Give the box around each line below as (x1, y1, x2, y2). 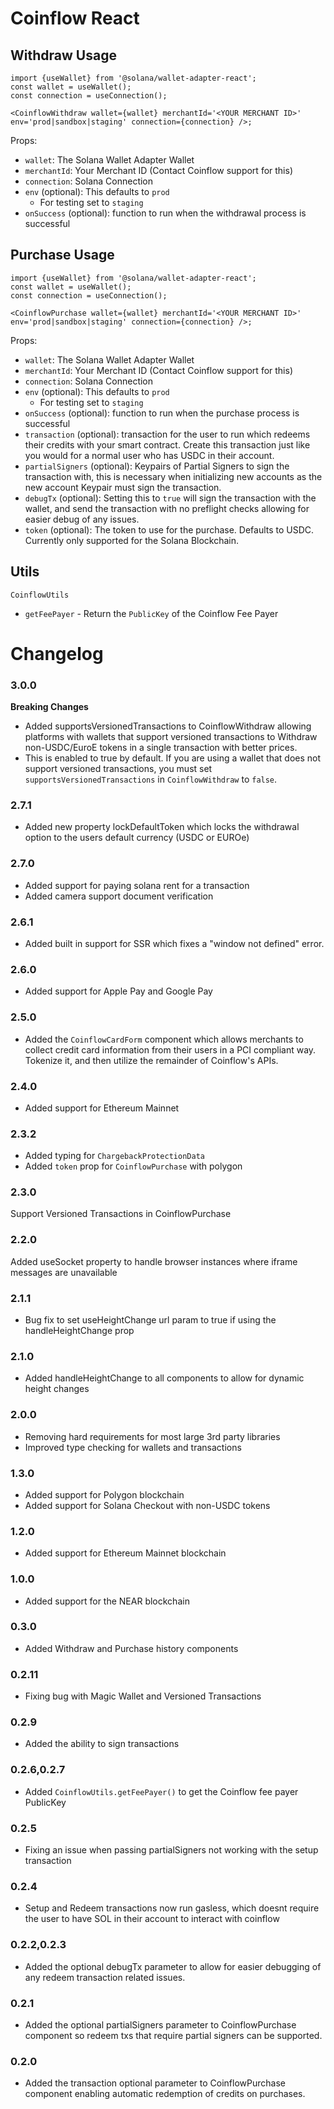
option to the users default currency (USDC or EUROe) (24, 832, 250, 844)
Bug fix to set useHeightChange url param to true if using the (24, 1314, 277, 1326)
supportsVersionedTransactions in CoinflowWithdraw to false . (24, 773, 278, 786)
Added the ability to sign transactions (24, 1738, 180, 1750)
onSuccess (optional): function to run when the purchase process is (24, 407, 300, 419)
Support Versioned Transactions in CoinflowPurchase (10, 1208, 232, 1220)
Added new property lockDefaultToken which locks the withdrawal (24, 821, 300, 833)
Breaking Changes (10, 701, 89, 713)
